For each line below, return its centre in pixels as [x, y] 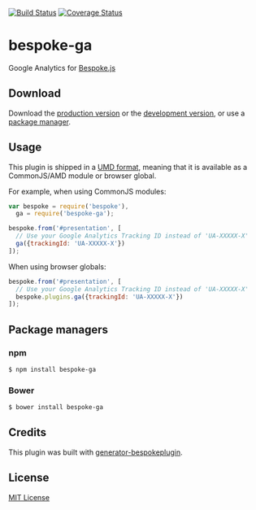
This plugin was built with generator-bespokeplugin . [95, 452]
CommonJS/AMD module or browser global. [82, 176]
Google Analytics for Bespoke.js [62, 68]
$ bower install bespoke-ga [56, 408]
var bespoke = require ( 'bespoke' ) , [69, 206]
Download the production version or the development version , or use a [127, 113]
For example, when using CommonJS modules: [87, 191]
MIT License [29, 497]
